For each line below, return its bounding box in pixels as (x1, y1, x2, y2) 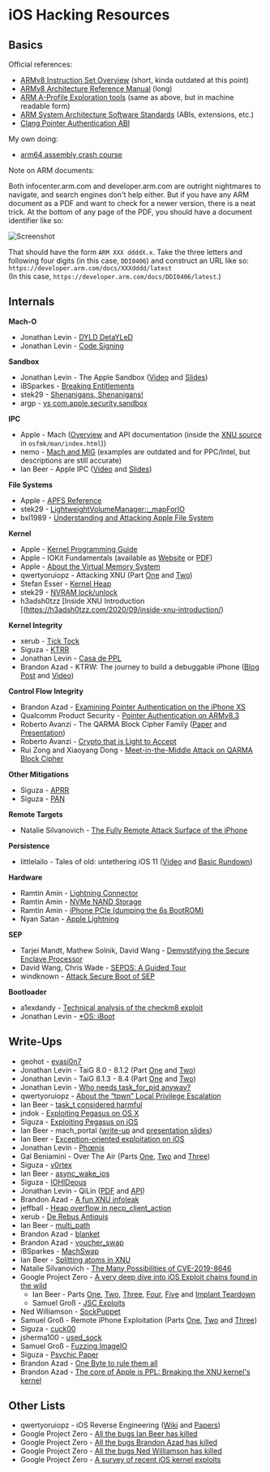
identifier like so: (8, 216, 64, 225)
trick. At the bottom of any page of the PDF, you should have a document (8, 207, 253, 217)
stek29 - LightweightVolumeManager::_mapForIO (19, 504, 185, 514)
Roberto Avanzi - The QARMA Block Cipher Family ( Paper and (19, 719, 227, 729)
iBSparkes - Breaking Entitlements (19, 381, 135, 390)
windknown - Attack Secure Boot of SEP (19, 971, 156, 981)
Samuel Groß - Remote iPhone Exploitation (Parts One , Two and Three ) (19, 1315, 258, 1324)
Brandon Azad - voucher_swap (19, 1237, 124, 1247)
